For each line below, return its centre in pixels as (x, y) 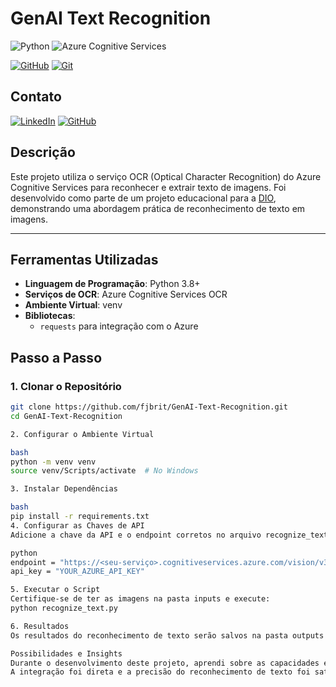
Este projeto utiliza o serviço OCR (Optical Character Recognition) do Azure (166, 176)
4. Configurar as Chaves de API (77, 525)
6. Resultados (40, 626)
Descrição (43, 152)
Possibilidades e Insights (66, 653)
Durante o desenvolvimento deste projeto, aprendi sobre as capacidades (165, 663)
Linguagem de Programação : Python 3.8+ (112, 284)
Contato (36, 97)
